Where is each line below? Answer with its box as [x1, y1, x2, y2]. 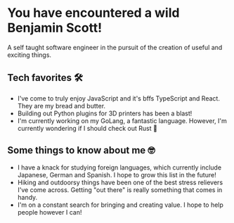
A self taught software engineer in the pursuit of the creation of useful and [7, 43, 223, 51]
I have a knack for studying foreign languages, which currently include [17, 163, 222, 172]
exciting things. [7, 51, 51, 59]
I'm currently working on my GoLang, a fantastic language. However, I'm [17, 116, 227, 125]
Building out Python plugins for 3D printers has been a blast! [17, 109, 193, 117]
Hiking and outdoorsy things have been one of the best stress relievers [17, 178, 223, 186]
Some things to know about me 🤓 [7, 144, 156, 156]
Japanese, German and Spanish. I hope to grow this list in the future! [17, 170, 216, 179]
